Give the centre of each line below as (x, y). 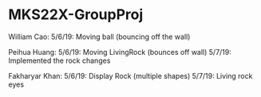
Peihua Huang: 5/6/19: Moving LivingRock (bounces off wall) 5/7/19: (120, 52)
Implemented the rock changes (59, 60)
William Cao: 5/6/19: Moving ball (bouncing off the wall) (99, 37)
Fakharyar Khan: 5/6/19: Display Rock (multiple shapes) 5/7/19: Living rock (130, 76)
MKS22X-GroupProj (76, 15)
